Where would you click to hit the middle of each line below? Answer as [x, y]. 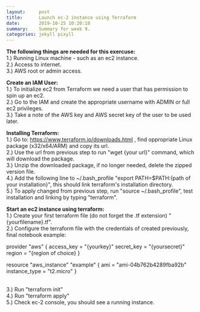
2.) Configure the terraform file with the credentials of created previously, [98, 228]
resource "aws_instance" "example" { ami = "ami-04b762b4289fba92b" [96, 265]
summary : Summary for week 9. [48, 29]
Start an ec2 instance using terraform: [55, 209]
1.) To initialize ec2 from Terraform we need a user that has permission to [97, 89]
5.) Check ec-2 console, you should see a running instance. [81, 302]
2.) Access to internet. [34, 65]
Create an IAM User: [32, 83]
